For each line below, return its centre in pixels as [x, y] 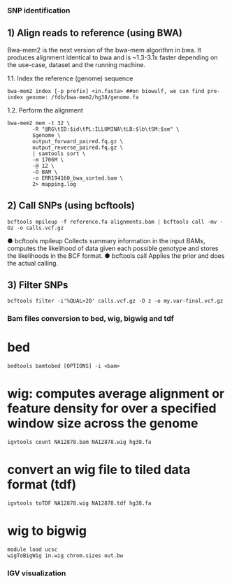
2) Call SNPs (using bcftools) [71, 206]
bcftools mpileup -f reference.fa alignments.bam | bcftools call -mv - [115, 222]
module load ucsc [32, 550]
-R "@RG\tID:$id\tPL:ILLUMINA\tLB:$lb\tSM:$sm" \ [106, 129]
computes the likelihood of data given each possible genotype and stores [113, 248]
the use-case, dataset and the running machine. [76, 64]
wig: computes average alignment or [116, 394]
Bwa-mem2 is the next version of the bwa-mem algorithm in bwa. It [104, 50]
